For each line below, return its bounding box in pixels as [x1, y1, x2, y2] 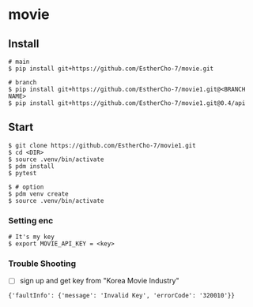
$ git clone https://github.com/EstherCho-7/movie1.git [8, 141, 196, 149]
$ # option [8, 183, 44, 191]
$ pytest [8, 169, 37, 177]
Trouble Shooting [8, 258, 77, 269]
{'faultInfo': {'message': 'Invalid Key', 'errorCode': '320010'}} [8, 292, 236, 300]
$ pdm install [8, 162, 55, 170]
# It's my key [8, 233, 55, 241]
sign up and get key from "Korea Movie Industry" [19, 276, 179, 286]
